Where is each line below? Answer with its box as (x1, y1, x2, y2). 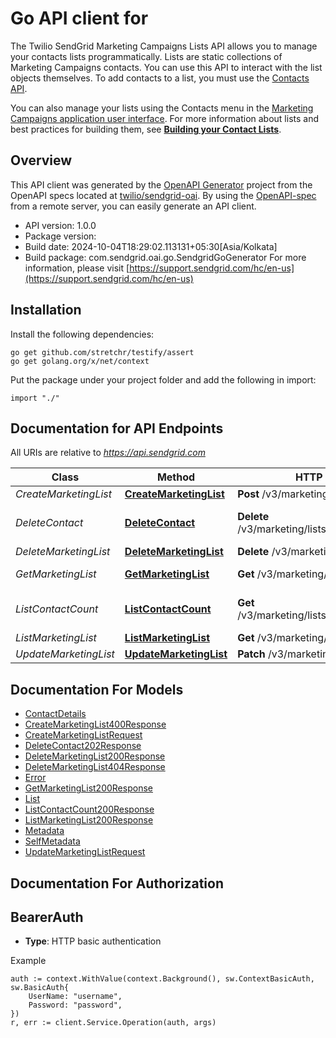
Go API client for (10, 7, 149, 30)
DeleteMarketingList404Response (24, 761, 166, 773)
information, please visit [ (24, 262, 130, 274)
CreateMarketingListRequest (24, 729, 143, 741)
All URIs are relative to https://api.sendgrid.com (10, 447, 206, 459)
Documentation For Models (10, 681, 184, 698)
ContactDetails (24, 708, 87, 720)
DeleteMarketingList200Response (24, 750, 166, 762)
